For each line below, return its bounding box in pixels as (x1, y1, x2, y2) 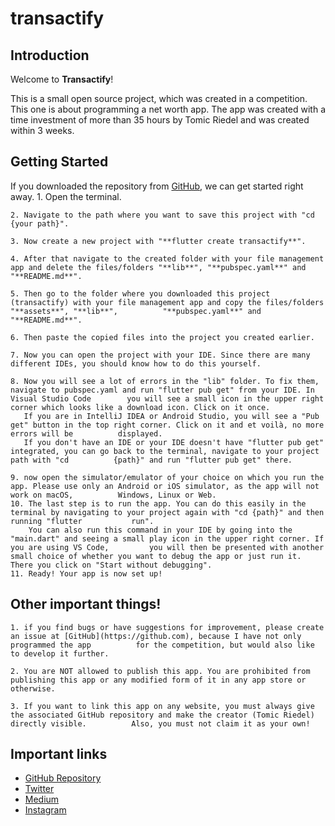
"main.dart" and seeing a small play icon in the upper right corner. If (10, 533, 325, 544)
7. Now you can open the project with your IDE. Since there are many (10, 350, 311, 360)
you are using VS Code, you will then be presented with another (10, 542, 325, 552)
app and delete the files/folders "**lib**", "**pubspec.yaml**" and (10, 262, 307, 272)
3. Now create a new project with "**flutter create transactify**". (10, 236, 307, 246)
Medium (24, 793, 60, 806)
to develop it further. (10, 648, 110, 659)
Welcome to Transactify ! (10, 73, 114, 85)
